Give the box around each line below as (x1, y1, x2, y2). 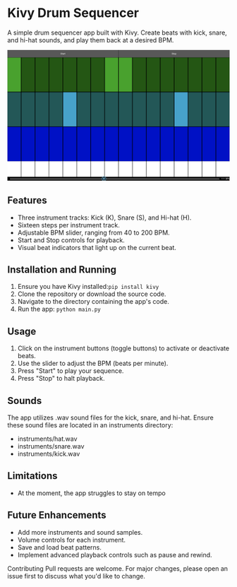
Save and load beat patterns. (17, 542, 102, 552)
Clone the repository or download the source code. (17, 290, 166, 298)
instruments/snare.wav (17, 441, 85, 450)
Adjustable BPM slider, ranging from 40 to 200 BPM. (17, 228, 171, 237)
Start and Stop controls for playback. (17, 235, 125, 244)
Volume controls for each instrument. (17, 535, 126, 544)
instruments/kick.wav (17, 449, 80, 458)
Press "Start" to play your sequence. (17, 367, 124, 375)
